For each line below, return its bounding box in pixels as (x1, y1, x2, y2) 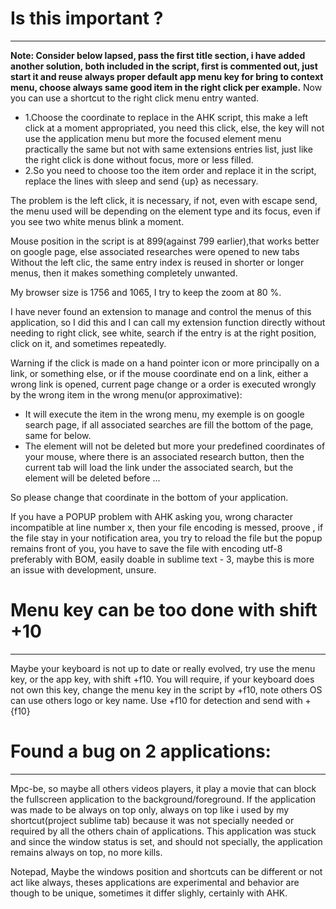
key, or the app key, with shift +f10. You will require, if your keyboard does (10, 673, 315, 685)
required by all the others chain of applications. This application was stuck (10, 825, 317, 837)
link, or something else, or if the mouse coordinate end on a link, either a (10, 367, 309, 379)
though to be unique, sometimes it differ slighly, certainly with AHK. (10, 887, 288, 899)
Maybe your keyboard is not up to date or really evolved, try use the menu (10, 662, 316, 674)
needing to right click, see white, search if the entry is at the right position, (10, 327, 317, 339)
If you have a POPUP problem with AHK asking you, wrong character (10, 510, 293, 522)
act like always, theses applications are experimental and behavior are (10, 876, 300, 888)
